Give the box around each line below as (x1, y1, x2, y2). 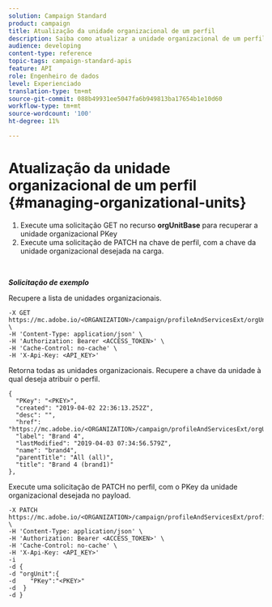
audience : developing (8, 42, 82, 50)
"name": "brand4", (15, 446, 79, 454)
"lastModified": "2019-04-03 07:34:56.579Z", (15, 439, 172, 448)
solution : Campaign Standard (8, 11, 107, 20)
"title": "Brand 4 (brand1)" (15, 461, 114, 469)
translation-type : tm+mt (8, 87, 92, 96)
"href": (15, 418, 42, 426)
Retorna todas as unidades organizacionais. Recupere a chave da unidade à (8, 365, 261, 375)
